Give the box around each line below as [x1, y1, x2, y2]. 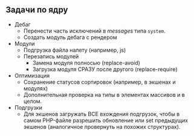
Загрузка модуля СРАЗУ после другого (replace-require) [32, 66, 178, 73]
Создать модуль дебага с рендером [23, 33, 117, 41]
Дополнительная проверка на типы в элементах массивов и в [23, 91, 185, 98]
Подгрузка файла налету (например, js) [23, 46, 126, 54]
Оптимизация [14, 72, 50, 79]
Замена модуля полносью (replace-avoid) [32, 59, 140, 66]
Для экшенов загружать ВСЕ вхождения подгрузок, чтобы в [23, 110, 180, 117]
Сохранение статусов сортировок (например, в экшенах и [23, 78, 176, 85]
